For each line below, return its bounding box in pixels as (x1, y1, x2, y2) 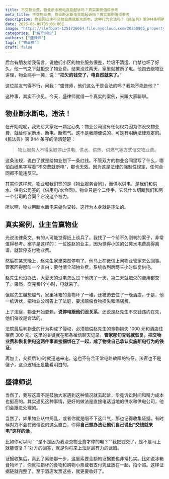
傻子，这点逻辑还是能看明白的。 (5, 362, 71, 368)
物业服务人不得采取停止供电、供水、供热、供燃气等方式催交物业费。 (17, 147, 159, 153)
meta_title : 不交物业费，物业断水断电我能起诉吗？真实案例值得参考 (5, 12, 130, 17)
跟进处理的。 (14, 405, 41, 411)
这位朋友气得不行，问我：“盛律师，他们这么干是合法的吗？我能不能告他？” (5, 83, 159, 89)
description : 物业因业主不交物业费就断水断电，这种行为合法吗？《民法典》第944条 (5, 17, 157, 22)
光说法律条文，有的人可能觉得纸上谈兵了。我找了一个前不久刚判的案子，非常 (5, 234, 164, 241)
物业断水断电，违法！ (5, 109, 71, 118)
